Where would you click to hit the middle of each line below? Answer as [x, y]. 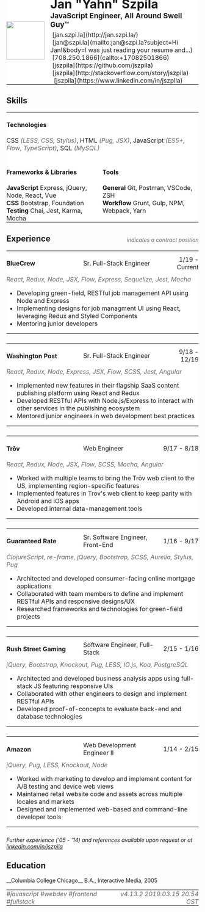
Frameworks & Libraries [42, 172]
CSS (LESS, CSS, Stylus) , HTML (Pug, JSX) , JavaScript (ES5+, [95, 140]
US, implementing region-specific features [78, 485]
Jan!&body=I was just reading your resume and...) [122, 50]
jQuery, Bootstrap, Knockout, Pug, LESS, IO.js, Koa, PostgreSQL [97, 665]
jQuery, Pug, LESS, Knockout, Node [57, 765]
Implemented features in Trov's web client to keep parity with [104, 493]
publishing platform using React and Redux [78, 393]
